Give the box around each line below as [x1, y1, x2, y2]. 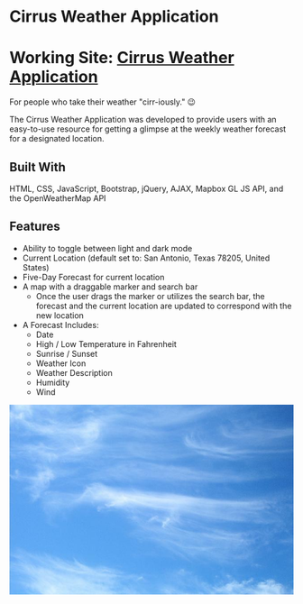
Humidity [35, 377, 70, 388]
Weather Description [35, 367, 113, 378]
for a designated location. [9, 133, 105, 144]
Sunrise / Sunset [35, 348, 98, 359]
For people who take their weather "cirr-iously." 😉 [9, 96, 197, 107]
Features [9, 219, 60, 234]
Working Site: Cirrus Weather [9, 48, 234, 69]
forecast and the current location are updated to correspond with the [35, 300, 292, 311]
